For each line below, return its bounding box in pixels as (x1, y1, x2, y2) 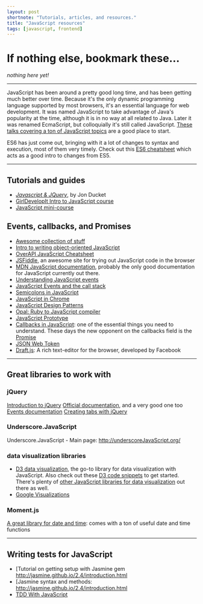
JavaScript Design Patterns (15, 301, 84, 308)
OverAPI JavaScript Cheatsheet (15, 250, 95, 257)
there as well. (15, 485, 49, 492)
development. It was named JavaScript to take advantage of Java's (7, 108, 174, 115)
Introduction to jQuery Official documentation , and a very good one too (7, 401, 183, 408)
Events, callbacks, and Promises (7, 221, 131, 232)
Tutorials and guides (7, 175, 86, 185)
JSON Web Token (15, 340, 60, 347)
